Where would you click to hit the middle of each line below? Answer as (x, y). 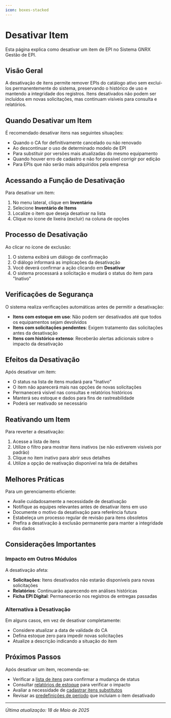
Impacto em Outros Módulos (41, 559)
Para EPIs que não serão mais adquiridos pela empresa (70, 164)
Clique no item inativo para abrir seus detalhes (61, 458)
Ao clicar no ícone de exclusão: (38, 247)
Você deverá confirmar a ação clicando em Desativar (69, 267)
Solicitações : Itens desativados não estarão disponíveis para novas (84, 580)
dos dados (24, 529)
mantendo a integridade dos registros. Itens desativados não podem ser (81, 94)
